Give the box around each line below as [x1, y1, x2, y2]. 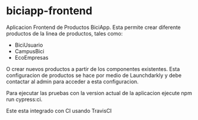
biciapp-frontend [6, 4, 93, 18]
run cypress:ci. [6, 96, 43, 103]
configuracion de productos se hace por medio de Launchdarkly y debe [6, 72, 182, 79]
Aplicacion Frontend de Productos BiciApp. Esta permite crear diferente [6, 24, 181, 31]
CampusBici [14, 47, 44, 54]
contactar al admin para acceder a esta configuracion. [6, 78, 139, 85]
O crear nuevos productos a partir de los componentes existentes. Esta [6, 65, 180, 72]
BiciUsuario [14, 41, 43, 48]
